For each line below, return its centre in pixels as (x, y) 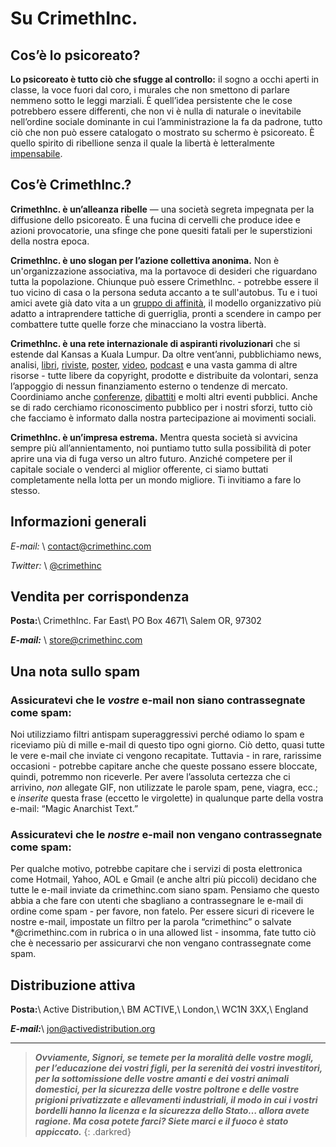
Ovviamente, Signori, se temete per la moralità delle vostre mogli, (174, 1058)
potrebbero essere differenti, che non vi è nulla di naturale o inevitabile (156, 111)
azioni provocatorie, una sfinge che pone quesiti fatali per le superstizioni (161, 230)
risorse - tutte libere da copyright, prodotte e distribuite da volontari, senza (164, 375)
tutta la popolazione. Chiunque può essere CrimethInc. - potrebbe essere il (164, 281)
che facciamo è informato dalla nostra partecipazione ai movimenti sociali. (163, 418)
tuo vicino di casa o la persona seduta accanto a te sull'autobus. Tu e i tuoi (164, 292)
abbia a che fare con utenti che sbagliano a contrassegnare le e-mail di (157, 901)
